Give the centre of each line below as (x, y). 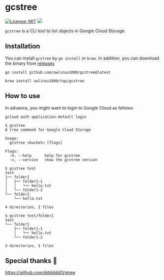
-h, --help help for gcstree (45, 155)
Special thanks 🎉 (31, 261)
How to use (23, 96)
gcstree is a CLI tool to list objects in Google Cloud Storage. (66, 30)
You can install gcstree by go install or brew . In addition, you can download (82, 58)
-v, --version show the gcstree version (54, 160)
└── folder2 (17, 194)
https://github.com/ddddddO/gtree (40, 273)
